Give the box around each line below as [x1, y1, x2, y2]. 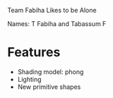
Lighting [17, 75, 42, 83]
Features [7, 44, 61, 61]
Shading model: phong [17, 67, 84, 76]
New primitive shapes [17, 82, 81, 91]
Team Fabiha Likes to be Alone [7, 6, 97, 14]
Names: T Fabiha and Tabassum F [7, 20, 107, 27]
